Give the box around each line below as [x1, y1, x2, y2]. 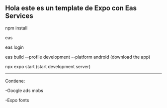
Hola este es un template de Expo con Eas [5, 4, 137, 12]
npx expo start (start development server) [5, 63, 91, 69]
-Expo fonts [5, 97, 29, 103]
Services [5, 12, 34, 20]
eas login [5, 44, 24, 50]
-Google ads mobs [5, 87, 44, 94]
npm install [5, 25, 28, 31]
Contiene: [5, 78, 25, 84]
